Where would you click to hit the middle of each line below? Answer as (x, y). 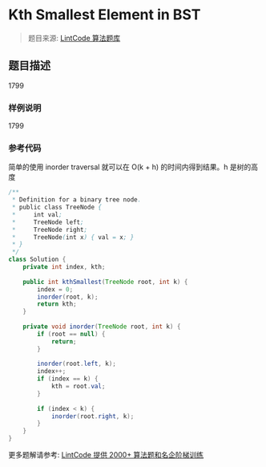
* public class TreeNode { (57, 207)
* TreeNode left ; (48, 222)
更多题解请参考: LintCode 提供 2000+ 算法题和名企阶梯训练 (106, 455)
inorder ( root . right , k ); (93, 416)
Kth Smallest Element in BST (105, 15)
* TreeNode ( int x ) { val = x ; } (73, 237)
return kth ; (57, 304)
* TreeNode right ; (50, 229)
